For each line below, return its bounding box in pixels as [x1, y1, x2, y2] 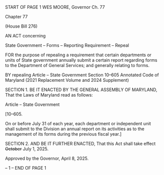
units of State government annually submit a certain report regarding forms [5, 57, 158, 63]
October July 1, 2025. [5, 146, 49, 152]
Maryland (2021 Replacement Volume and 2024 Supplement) [5, 77, 129, 83]
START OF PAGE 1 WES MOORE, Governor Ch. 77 [5, 4, 105, 10]
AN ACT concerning [5, 33, 46, 38]
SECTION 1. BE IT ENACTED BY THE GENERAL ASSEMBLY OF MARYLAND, [5, 87, 158, 93]
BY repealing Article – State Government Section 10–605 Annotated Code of [5, 72, 159, 78]
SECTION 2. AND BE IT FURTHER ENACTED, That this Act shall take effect [5, 140, 156, 146]
